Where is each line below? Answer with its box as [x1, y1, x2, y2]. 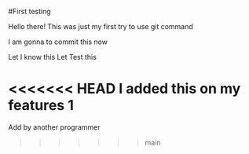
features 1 [8, 97, 75, 115]
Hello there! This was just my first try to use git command [8, 22, 194, 31]
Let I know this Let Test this [8, 53, 97, 61]
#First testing [8, 7, 51, 16]
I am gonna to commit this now [8, 37, 108, 46]
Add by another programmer [8, 122, 101, 132]
